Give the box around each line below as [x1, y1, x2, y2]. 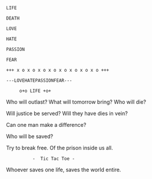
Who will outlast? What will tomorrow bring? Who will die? [6, 98, 146, 106]
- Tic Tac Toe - [32, 156, 75, 162]
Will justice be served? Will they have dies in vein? [6, 110, 128, 117]
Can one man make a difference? [6, 122, 87, 128]
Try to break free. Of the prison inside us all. [6, 145, 113, 151]
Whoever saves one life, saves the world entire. [6, 166, 121, 173]
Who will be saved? [6, 133, 54, 140]
